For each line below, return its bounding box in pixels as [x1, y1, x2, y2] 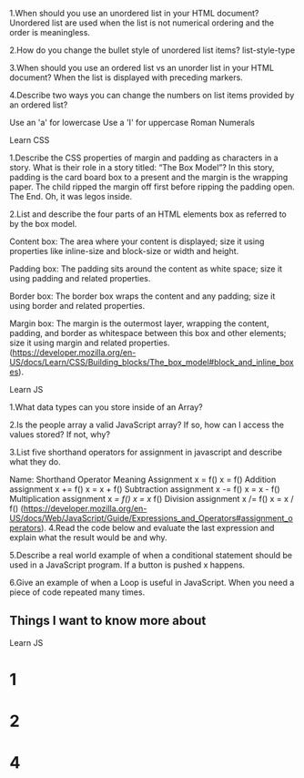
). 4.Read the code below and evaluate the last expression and [40, 523, 275, 533]
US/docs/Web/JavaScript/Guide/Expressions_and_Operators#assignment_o [9, 513, 293, 523]
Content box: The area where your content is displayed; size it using [9, 236, 265, 247]
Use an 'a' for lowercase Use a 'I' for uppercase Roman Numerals [9, 118, 255, 128]
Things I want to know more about [9, 613, 207, 629]
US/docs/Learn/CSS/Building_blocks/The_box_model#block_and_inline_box [9, 357, 294, 367]
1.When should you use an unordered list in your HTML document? [9, 8, 259, 18]
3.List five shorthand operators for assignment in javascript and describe [9, 446, 282, 457]
